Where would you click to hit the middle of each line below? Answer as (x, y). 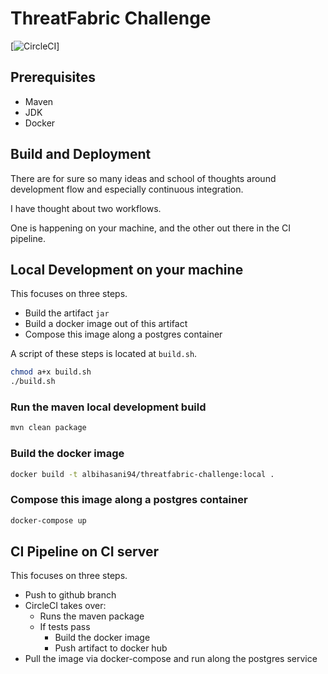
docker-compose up (48, 520)
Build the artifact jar (67, 313)
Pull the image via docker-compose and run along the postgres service (171, 659)
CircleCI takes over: (65, 606)
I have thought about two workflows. (86, 208)
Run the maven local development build (108, 407)
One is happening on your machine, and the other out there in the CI (151, 228)
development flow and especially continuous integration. (127, 189)
